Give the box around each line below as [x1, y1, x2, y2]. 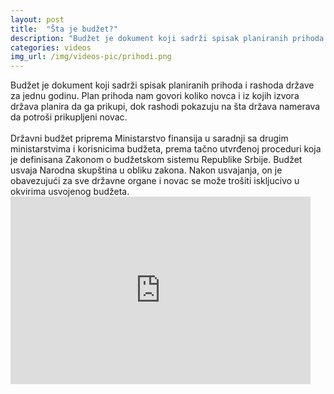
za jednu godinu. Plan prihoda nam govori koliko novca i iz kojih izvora [10, 90, 300, 102]
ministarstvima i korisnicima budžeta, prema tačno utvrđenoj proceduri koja [10, 143, 322, 155]
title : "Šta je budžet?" [10, 24, 118, 34]
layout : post [10, 14, 65, 25]
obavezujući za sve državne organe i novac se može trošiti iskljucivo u [10, 175, 300, 187]
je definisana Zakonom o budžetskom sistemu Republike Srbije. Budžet [10, 154, 303, 166]
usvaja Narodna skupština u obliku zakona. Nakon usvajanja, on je [10, 164, 283, 176]
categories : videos [10, 42, 92, 53]
